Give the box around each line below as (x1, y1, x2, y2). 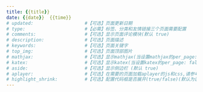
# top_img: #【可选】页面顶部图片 (6, 48, 133, 54)
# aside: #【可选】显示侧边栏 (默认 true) (6, 65, 159, 71)
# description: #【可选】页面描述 (6, 37, 124, 43)
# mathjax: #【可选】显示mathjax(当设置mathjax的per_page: (6, 54, 198, 60)
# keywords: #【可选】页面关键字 (6, 43, 128, 49)
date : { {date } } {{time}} (6, 15, 71, 21)
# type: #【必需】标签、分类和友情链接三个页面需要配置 (6, 25, 187, 32)
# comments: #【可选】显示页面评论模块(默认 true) (6, 31, 170, 38)
